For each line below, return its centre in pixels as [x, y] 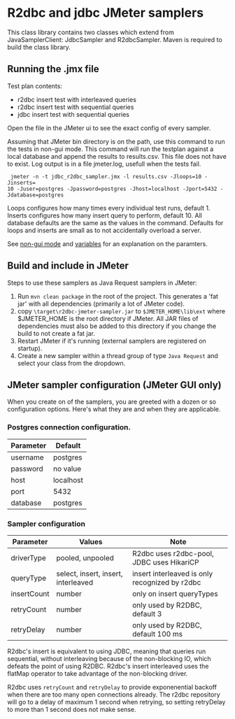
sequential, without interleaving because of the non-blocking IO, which [109, 658]
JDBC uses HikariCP [165, 562]
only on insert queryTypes [175, 594]
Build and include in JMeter [68, 266]
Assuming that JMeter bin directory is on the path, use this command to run [116, 141]
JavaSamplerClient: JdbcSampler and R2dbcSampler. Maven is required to [115, 39]
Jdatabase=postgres [36, 195]
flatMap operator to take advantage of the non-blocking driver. [98, 674]
